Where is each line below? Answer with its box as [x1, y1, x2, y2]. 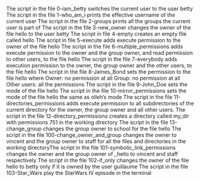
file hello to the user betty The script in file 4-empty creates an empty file [6, 30, 187, 37]
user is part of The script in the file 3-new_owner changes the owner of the [6, 24, 191, 31]
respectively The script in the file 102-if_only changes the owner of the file [6, 157, 189, 164]
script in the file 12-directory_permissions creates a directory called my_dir [6, 112, 189, 120]
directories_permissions [6, 100, 66, 106]
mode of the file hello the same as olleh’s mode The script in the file [6, 93, 173, 101]
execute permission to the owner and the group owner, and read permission [6, 49, 193, 56]
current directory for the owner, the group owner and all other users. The [6, 106, 186, 113]
